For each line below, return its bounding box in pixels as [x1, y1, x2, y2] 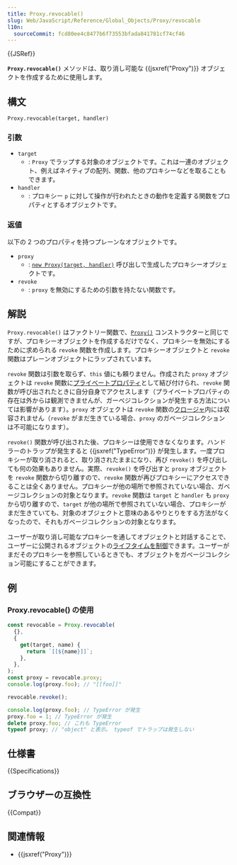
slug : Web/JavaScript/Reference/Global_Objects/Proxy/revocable [7, 17, 201, 24]
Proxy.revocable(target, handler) [7, 115, 110, 123]
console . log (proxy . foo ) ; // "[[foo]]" [7, 681, 122, 688]
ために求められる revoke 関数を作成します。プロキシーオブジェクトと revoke [7, 346, 230, 354]
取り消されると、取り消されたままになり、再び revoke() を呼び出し [31, 456, 228, 464]
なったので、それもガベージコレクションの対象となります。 [7, 518, 180, 526]
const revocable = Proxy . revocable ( [7, 621, 115, 629]
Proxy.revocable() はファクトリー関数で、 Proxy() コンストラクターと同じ [7, 328, 223, 337]
